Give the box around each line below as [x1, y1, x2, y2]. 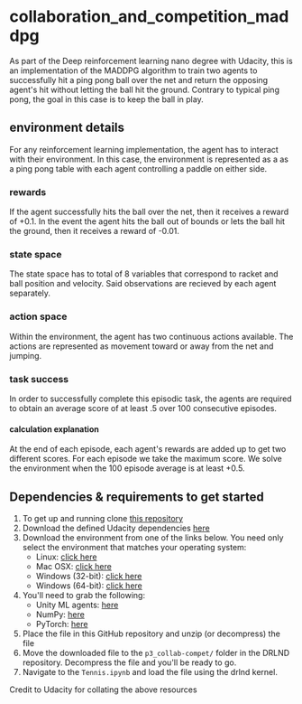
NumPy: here [35, 608, 86, 620]
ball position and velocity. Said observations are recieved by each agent [9, 278, 277, 289]
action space [9, 310, 68, 323]
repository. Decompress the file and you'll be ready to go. [22, 657, 237, 668]
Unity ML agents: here [35, 599, 119, 610]
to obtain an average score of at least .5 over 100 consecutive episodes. [9, 402, 278, 413]
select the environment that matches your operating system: [22, 541, 247, 552]
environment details [9, 120, 124, 136]
